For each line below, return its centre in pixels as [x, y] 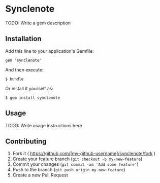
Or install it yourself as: [29, 88]
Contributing [26, 141]
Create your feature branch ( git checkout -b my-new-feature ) [77, 159]
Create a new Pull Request [40, 175]
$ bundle [14, 79]
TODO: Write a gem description [38, 23]
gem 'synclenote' [24, 60]
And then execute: [24, 69]
